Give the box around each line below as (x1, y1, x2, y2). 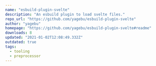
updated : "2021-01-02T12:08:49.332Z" (5, 35, 83, 40)
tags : (5, 44, 16, 49)
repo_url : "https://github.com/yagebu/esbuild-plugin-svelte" (5, 16, 136, 21)
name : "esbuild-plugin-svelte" (5, 7, 70, 12)
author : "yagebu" (5, 21, 41, 26)
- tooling (9, 49, 30, 54)
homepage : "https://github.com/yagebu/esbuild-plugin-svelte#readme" (5, 26, 152, 31)
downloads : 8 (5, 30, 32, 35)
